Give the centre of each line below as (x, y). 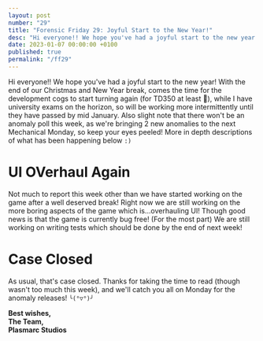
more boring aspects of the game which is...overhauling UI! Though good (127, 210)
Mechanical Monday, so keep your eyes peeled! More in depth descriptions (130, 132)
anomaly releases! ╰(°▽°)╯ (51, 298)
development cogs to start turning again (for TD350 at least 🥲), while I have (130, 98)
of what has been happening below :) (70, 140)
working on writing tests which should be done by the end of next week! (125, 227)
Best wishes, (30, 313)
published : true (35, 52)
